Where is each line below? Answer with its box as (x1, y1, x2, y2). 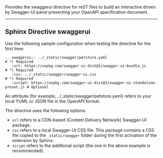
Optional (31, 85, 49, 89)
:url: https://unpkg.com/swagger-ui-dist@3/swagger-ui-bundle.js (11, 63, 147, 68)
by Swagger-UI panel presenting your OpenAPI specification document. (5, 9, 149, 15)
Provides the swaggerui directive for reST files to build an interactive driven (5, 4, 156, 10)
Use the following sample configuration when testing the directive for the (5, 41, 151, 46)
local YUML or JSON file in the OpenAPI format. (5, 98, 100, 104)
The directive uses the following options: (5, 107, 86, 113)
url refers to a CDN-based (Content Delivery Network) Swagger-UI (12, 117, 147, 123)
